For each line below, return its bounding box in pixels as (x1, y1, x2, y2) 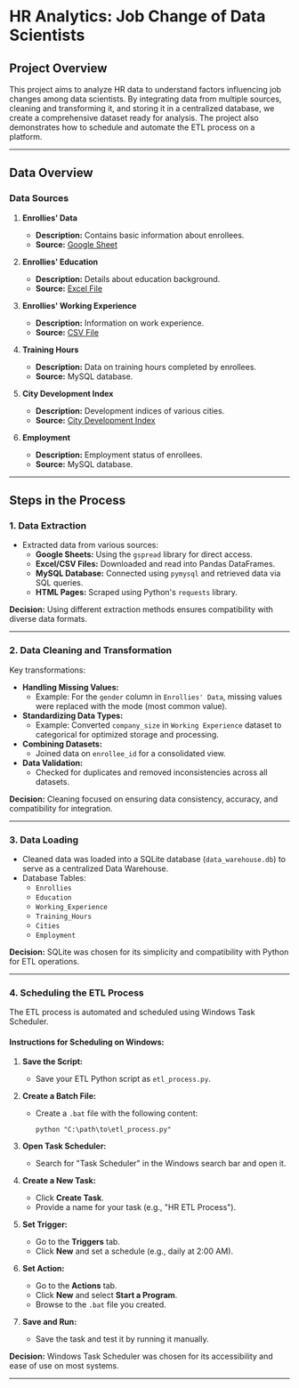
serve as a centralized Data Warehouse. (21, 863, 169, 874)
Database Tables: (21, 872, 86, 883)
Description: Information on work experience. (35, 318, 205, 328)
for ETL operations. (9, 956, 80, 966)
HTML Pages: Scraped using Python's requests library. (35, 587, 238, 598)
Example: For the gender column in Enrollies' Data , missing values (35, 691, 283, 702)
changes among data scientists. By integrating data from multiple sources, (9, 93, 282, 104)
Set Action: (21, 1263, 65, 1274)
